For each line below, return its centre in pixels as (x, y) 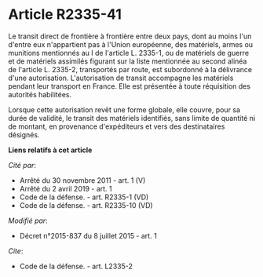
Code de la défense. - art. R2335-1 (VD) (84, 197)
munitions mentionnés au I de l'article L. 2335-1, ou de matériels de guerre (129, 53)
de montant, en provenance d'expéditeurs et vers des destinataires (117, 126)
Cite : (16, 251)
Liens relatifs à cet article (50, 150)
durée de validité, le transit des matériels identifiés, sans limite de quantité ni (132, 118)
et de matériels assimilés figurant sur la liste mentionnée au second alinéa (128, 61)
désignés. (24, 134)
